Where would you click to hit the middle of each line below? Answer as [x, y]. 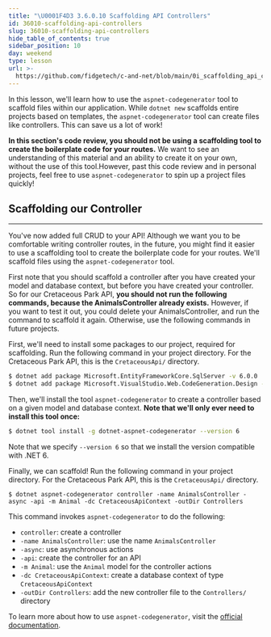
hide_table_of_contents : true [59, 38]
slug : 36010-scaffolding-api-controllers [79, 31]
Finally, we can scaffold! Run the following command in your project [121, 471]
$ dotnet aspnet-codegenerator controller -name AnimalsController [124, 495]
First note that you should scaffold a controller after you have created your [132, 277]
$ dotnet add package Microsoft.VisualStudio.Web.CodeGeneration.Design [133, 384]
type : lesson [30, 61]
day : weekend [30, 53]
